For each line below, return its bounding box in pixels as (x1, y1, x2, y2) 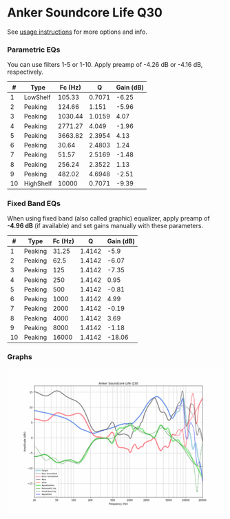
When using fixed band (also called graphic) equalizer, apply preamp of (7, 214, 210, 223)
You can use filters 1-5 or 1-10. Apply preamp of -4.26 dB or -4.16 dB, (7, 61, 203, 69)
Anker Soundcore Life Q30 (7, 5, 163, 21)
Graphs (7, 352, 32, 362)
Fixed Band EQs (7, 199, 61, 208)
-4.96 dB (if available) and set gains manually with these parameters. (7, 222, 204, 230)
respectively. (7, 68, 43, 77)
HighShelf (23, 179, 52, 187)
